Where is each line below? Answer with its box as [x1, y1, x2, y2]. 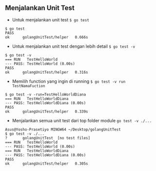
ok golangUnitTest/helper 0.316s [5, 70, 89, 75]
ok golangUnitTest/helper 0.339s [5, 109, 89, 114]
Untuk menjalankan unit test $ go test [12, 17, 89, 22]
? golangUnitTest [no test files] [5, 135, 91, 140]
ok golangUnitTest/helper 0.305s [5, 161, 89, 166]
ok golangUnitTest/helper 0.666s [5, 35, 89, 39]
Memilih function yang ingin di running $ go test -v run [12, 78, 126, 84]
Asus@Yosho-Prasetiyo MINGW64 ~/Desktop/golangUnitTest [5, 127, 121, 132]
